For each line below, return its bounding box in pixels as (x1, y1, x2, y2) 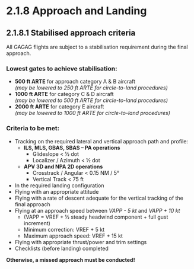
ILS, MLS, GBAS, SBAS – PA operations (23, 144, 120, 151)
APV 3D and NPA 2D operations (23, 163, 103, 170)
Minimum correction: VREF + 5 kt (23, 226, 105, 233)
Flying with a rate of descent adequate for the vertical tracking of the (14, 194, 184, 201)
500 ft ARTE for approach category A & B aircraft (14, 78, 135, 85)
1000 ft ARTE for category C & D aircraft (14, 91, 114, 98)
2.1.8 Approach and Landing (6, 4, 147, 18)
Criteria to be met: (6, 124, 60, 133)
